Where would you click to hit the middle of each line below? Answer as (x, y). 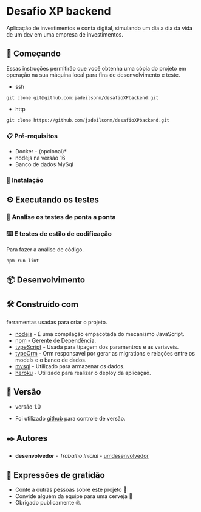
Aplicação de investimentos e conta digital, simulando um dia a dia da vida (100, 28)
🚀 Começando (33, 54)
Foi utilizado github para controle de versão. (70, 418)
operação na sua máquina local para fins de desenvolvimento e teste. (93, 75)
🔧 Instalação (25, 180)
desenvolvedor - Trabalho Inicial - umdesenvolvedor (82, 456)
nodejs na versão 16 (40, 158)
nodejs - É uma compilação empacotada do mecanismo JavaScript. (100, 334)
